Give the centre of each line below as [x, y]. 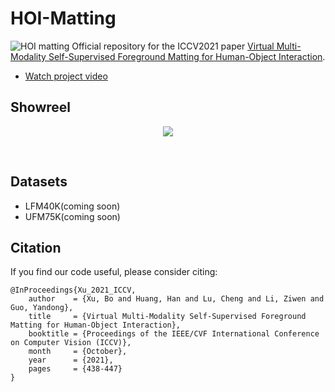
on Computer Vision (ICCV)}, [71, 343]
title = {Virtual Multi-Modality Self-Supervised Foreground [167, 317]
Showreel [41, 107]
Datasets [39, 182]
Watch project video [66, 76]
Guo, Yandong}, [42, 308]
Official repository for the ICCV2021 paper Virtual [173, 46]
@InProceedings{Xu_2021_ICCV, [73, 290]
